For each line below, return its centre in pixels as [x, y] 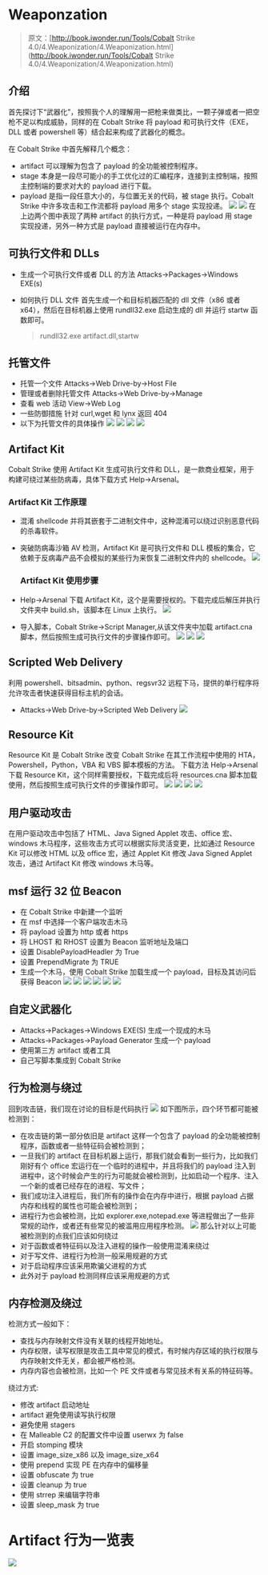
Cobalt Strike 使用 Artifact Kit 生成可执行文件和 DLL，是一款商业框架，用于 [131, 470]
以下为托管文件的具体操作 [62, 424]
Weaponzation [58, 15]
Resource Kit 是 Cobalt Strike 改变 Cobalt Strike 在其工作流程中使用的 [122, 755]
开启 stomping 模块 [51, 1445]
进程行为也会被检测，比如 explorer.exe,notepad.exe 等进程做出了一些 [134, 1215]
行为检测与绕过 [45, 1088]
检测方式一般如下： [40, 1324]
